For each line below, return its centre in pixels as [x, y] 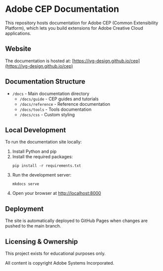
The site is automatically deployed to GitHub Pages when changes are [77, 221]
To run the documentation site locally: [43, 142]
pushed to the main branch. [33, 226]
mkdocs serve [26, 184]
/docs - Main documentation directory [51, 93]
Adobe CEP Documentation [62, 9]
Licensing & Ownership [41, 242]
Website [18, 49]
